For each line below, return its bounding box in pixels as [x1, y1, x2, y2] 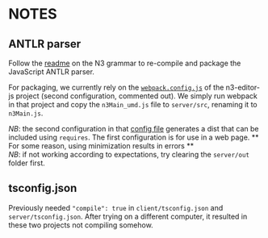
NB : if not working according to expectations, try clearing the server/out [8, 150, 250, 159]
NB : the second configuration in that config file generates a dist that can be [8, 124, 259, 133]
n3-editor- [225, 82, 261, 92]
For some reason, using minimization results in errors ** [8, 141, 195, 150]
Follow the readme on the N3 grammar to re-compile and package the [8, 58, 241, 68]
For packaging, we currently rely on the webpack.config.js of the [8, 82, 224, 92]
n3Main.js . [8, 108, 44, 118]
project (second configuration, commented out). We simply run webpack [15, 91, 258, 101]
